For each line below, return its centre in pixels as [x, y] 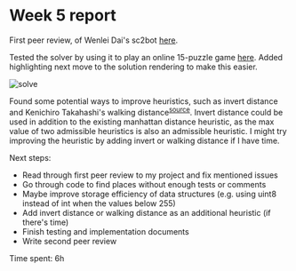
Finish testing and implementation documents [105, 231]
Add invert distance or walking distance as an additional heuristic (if [146, 212]
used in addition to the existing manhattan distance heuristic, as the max [142, 122]
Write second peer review [69, 241]
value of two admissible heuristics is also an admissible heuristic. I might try [148, 131]
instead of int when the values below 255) [99, 203]
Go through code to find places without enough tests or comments [144, 184]
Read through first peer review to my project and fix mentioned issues [150, 175]
